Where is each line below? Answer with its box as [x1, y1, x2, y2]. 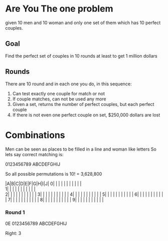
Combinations [5, 129, 65, 141]
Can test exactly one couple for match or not [12, 90, 105, 96]
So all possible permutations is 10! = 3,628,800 [5, 171, 102, 177]
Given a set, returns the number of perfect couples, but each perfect [12, 101, 154, 107]
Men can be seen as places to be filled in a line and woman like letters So [5, 146, 156, 152]
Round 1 [5, 209, 25, 216]
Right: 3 [5, 230, 22, 236]
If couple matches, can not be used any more [12, 96, 106, 102]
